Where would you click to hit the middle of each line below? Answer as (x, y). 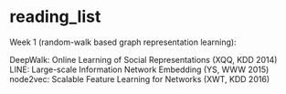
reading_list (55, 17)
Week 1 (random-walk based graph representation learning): (123, 42)
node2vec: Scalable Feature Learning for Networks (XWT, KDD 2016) (140, 78)
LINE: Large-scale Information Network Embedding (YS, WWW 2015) (139, 69)
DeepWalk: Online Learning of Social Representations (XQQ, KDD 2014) (143, 59)
